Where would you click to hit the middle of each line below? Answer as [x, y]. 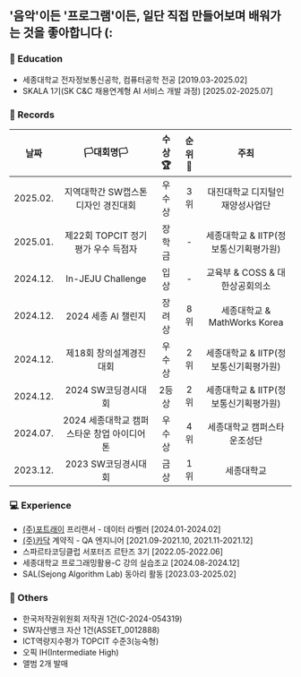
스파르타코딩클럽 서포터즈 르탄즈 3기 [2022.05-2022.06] [123, 552]
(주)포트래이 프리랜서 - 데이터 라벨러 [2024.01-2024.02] [121, 529]
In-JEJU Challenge [106, 279]
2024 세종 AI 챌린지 [106, 316]
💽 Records [32, 115]
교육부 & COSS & [241, 272]
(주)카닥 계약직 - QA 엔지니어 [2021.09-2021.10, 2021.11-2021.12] [138, 541]
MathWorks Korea [246, 322]
